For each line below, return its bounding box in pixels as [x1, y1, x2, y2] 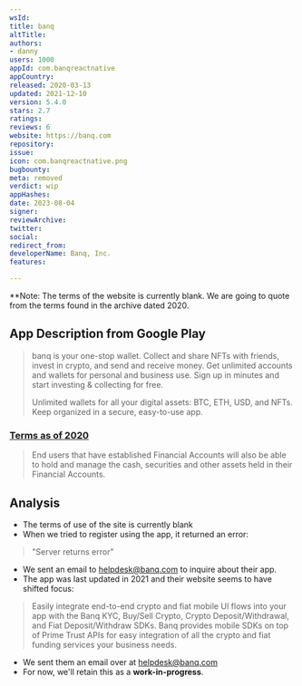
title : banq [9, 22, 54, 31]
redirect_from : [9, 241, 67, 250]
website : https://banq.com [9, 131, 112, 140]
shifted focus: [22, 583, 74, 594]
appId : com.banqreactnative [9, 64, 116, 73]
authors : [9, 38, 43, 48]
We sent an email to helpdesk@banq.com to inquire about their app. [22, 564, 278, 575]
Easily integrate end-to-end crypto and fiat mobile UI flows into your [31, 600, 287, 612]
